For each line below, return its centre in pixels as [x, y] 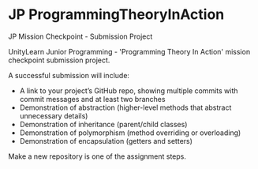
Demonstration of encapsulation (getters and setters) [106, 141]
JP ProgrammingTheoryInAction [116, 15]
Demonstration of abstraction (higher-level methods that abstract [125, 107]
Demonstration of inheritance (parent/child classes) [103, 124]
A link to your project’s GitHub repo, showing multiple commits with [129, 90]
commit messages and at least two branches [92, 99]
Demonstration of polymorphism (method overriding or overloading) [130, 133]
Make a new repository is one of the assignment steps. [97, 156]
